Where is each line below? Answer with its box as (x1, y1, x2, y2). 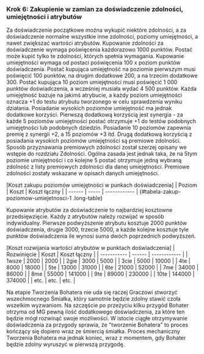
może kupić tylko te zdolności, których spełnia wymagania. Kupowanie (6, 53, 184, 60)
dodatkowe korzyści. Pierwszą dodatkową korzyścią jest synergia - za (6, 111, 183, 118)
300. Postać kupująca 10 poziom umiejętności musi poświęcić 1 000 (6, 78, 178, 86)
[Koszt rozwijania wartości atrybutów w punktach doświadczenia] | (6, 244, 175, 252)
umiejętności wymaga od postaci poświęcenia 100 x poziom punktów (6, 59, 181, 66)
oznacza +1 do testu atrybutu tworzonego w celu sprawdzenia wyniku (6, 98, 183, 105)
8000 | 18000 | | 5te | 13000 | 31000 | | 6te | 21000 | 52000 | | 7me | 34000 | (6, 264, 199, 271)
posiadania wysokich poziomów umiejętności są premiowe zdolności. (6, 137, 181, 145)
